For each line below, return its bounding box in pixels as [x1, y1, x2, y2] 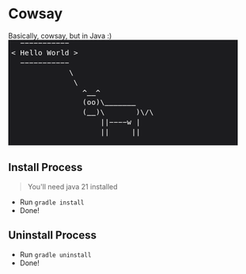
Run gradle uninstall [19, 249, 92, 259]
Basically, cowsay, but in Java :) [8, 31, 112, 40]
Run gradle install [19, 197, 85, 207]
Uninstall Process [8, 229, 97, 242]
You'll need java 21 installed [27, 181, 118, 191]
